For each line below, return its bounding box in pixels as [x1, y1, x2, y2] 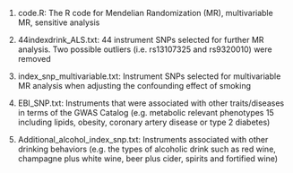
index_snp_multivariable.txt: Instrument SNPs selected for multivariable [17, 71, 281, 82]
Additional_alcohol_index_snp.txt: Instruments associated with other [17, 134, 269, 144]
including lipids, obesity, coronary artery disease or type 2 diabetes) [17, 117, 271, 127]
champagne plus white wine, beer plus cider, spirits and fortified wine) [17, 153, 279, 164]
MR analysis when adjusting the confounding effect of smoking [17, 81, 252, 91]
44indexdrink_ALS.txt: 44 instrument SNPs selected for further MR [17, 35, 264, 45]
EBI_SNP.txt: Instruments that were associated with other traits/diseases [17, 98, 285, 108]
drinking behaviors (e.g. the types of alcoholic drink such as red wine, [17, 143, 276, 154]
